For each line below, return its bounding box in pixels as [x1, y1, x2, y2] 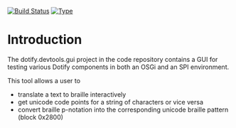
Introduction [7, 32, 82, 48]
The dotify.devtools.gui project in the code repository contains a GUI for [7, 55, 218, 63]
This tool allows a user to [7, 76, 80, 85]
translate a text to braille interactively [17, 90, 127, 99]
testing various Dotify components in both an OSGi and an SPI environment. [7, 63, 230, 71]
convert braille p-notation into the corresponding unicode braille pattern [17, 105, 229, 114]
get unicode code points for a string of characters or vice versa [17, 97, 204, 106]
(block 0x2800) [17, 112, 64, 121]
